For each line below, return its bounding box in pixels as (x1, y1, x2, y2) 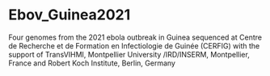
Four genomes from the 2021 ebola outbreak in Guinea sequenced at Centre (8, 32, 263, 42)
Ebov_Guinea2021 (8, 6, 131, 24)
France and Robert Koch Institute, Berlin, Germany (8, 58, 176, 68)
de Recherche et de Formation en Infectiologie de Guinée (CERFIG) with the (8, 40, 260, 50)
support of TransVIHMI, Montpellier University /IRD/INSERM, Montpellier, (8, 49, 251, 59)
